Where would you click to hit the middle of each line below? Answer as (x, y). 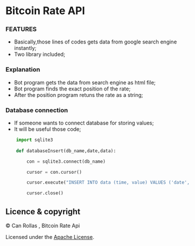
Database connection (37, 110)
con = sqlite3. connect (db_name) (66, 161)
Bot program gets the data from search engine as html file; (85, 82)
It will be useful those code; (48, 129)
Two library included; (40, 55)
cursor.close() (45, 193)
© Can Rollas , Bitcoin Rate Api (43, 226)
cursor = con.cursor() (54, 172)
